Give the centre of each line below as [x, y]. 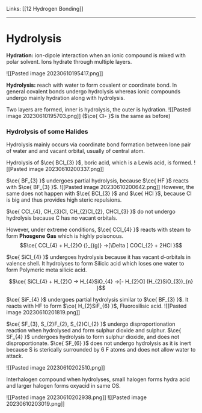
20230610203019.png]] [35, 404]
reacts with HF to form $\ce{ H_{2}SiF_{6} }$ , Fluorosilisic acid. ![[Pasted [96, 306]
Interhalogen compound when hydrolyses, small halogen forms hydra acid [98, 379]
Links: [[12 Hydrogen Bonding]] [45, 9]
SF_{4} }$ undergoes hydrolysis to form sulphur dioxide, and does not [93, 337]
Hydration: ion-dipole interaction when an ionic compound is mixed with [96, 55]
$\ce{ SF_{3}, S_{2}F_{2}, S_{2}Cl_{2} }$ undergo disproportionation [91, 324]
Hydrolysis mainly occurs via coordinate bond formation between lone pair [99, 144]
